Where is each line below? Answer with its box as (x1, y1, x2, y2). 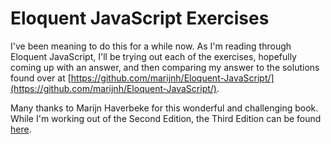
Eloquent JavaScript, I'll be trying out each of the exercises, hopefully (10, 50, 297, 62)
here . (10, 123, 32, 135)
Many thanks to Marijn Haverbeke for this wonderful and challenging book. (10, 102, 319, 114)
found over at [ (10, 72, 72, 84)
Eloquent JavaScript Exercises (10, 7, 270, 30)
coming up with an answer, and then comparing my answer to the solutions (10, 61, 320, 73)
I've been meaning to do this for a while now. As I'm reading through (10, 40, 292, 52)
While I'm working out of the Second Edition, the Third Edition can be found (10, 112, 322, 124)
